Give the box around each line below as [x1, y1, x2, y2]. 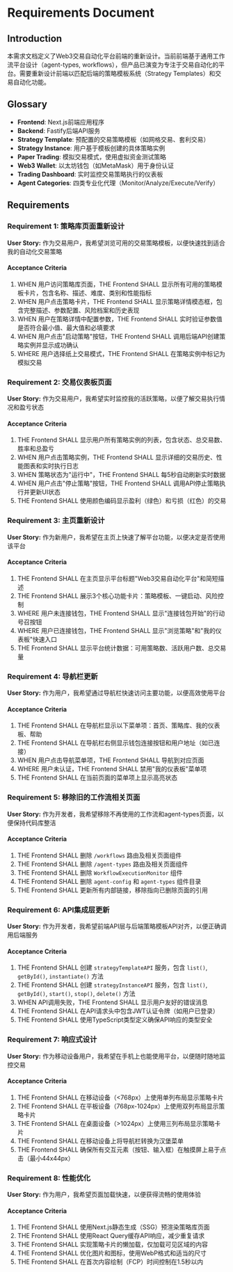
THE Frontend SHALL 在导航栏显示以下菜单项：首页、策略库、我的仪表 [17, 721, 220, 730]
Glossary [7, 99, 47, 111]
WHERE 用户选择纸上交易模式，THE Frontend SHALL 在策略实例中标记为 [17, 349, 226, 357]
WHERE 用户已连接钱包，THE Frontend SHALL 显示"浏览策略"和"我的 [17, 626, 216, 634]
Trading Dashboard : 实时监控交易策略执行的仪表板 [17, 170, 163, 178]
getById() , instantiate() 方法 [17, 972, 104, 981]
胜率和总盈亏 [17, 444, 54, 453]
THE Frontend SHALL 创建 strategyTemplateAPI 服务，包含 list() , [17, 963, 208, 972]
